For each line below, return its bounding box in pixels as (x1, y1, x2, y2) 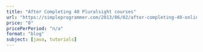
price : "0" (6, 20, 34, 26)
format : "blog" (6, 31, 45, 37)
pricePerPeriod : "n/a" (6, 25, 63, 32)
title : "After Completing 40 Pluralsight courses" (6, 8, 137, 15)
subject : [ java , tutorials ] (6, 36, 77, 42)
